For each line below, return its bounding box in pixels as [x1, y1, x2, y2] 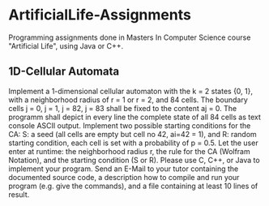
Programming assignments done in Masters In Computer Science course [8, 32, 251, 42]
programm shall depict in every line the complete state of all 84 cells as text [8, 112, 262, 122]
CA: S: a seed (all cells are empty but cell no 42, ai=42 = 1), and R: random [8, 129, 257, 139]
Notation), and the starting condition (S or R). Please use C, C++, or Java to [8, 155, 261, 165]
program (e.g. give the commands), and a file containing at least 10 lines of [8, 181, 258, 191]
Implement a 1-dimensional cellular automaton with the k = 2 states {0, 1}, [8, 86, 254, 96]
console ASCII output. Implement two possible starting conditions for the [8, 120, 251, 131]
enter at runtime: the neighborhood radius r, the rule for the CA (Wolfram [8, 146, 250, 156]
